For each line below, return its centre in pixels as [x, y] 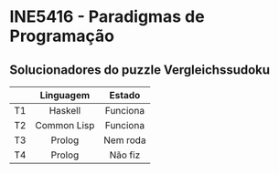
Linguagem [65, 95]
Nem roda [125, 140]
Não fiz [125, 155]
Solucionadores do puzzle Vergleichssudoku [140, 70]
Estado [125, 95]
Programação [62, 36]
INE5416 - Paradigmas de [107, 17]
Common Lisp [65, 125]
